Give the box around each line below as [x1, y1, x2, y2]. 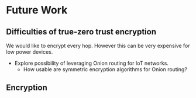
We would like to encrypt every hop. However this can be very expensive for [6, 42, 190, 49]
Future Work [6, 3, 68, 17]
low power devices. [6, 48, 53, 55]
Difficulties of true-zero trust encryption [6, 27, 157, 37]
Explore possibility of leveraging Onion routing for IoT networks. [14, 60, 169, 66]
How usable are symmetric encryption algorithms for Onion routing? [23, 66, 187, 73]
